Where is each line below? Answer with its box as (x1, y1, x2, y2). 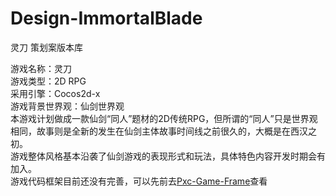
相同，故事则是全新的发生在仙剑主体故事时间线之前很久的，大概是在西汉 (10, 125, 308, 137)
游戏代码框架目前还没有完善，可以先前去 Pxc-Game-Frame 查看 (10, 175, 268, 187)
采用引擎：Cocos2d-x (10, 87, 101, 99)
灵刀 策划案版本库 (10, 41, 83, 53)
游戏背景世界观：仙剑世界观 (10, 100, 125, 112)
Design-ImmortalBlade (10, 7, 203, 30)
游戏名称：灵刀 (10, 62, 72, 74)
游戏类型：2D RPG (10, 75, 87, 87)
